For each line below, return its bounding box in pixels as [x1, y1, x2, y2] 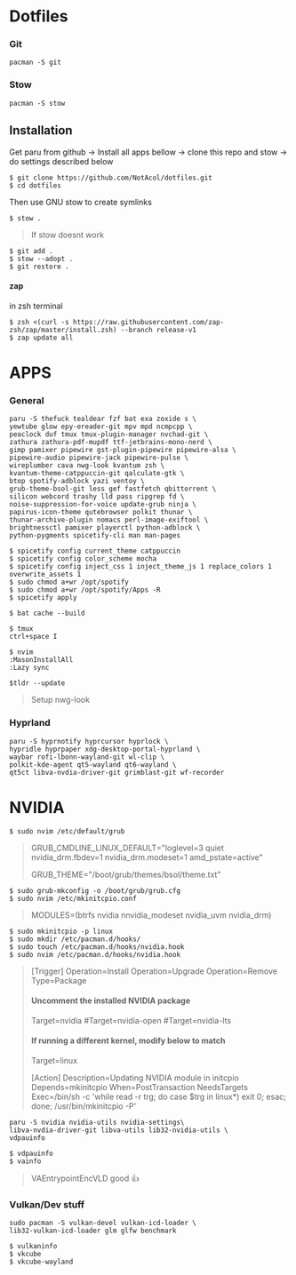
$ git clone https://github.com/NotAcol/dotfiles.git [9, 173, 213, 182]
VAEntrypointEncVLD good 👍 [30, 1173, 140, 1183]
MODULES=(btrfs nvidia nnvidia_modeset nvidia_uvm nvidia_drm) [30, 909, 272, 920]
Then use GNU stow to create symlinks [9, 196, 153, 207]
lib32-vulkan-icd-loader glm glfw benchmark [9, 1226, 177, 1236]
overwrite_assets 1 [9, 570, 82, 579]
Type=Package [30, 975, 87, 985]
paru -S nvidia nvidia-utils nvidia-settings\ [9, 1118, 185, 1127]
